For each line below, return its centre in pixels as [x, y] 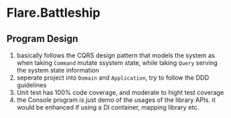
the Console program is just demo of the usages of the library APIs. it [116, 100]
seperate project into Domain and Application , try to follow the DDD [113, 78]
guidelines [31, 85]
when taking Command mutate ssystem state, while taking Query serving [117, 63]
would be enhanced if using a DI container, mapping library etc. [108, 107]
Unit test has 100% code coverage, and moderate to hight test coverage [120, 93]
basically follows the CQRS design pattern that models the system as [116, 55]
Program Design [42, 39]
